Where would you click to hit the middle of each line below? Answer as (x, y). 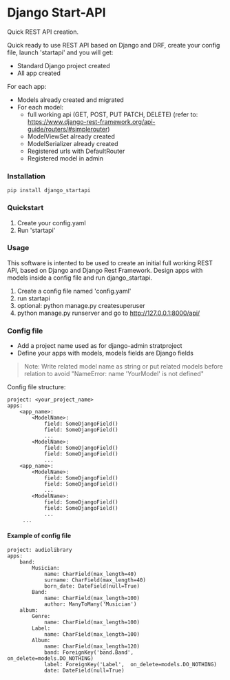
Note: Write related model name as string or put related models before (124, 367)
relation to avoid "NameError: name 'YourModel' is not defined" (114, 374)
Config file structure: (36, 387)
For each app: (27, 86)
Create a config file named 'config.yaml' (74, 291)
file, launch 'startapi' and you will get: (60, 52)
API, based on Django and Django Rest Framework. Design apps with (105, 270)
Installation (27, 176)
